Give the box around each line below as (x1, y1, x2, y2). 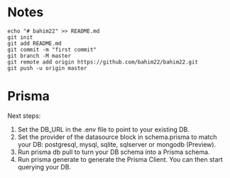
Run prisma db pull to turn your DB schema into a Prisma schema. (17, 148, 211, 156)
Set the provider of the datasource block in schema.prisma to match (17, 132, 217, 141)
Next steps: (7, 111, 41, 120)
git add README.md (7, 40, 62, 47)
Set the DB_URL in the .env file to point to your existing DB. (17, 125, 190, 133)
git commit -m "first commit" (7, 46, 97, 53)
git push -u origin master (7, 64, 87, 71)
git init (7, 33, 33, 41)
